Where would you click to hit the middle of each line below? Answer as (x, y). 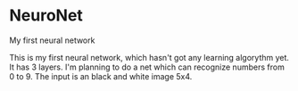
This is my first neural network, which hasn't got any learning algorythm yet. (149, 57)
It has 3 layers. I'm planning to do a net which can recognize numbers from (147, 67)
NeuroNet (46, 16)
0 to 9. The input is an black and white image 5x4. (101, 76)
